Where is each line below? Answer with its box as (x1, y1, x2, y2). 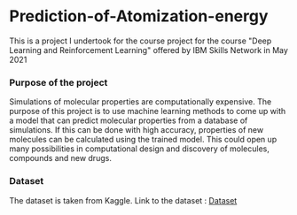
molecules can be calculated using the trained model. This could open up (9, 134, 277, 145)
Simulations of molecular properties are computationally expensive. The (9, 96, 272, 107)
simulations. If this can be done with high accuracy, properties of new (9, 125, 264, 135)
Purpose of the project (9, 76, 108, 88)
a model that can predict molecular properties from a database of (9, 115, 248, 126)
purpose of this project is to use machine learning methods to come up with (9, 106, 286, 117)
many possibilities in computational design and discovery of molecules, (9, 143, 270, 154)
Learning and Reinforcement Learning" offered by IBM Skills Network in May (9, 44, 288, 55)
